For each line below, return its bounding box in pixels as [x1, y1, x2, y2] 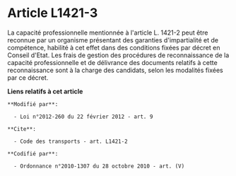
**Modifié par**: [7, 100, 59, 107]
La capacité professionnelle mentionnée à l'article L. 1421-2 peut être [7, 28, 208, 37]
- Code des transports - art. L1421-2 [13, 138, 129, 145]
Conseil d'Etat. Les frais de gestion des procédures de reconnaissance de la [7, 51, 230, 59]
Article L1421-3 [7, 5, 98, 21]
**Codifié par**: [7, 150, 59, 157]
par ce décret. [7, 73, 49, 82]
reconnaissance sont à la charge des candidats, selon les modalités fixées [7, 66, 224, 74]
